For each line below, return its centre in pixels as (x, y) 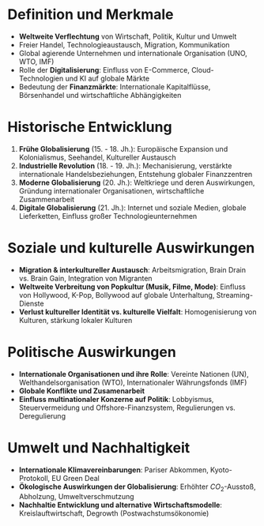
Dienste (31, 303)
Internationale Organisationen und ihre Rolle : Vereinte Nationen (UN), (134, 374)
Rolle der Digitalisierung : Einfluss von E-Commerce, (104, 70)
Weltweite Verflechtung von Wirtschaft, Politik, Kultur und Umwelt (128, 36)
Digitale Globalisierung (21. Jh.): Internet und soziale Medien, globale (132, 208)
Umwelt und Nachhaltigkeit (99, 447)
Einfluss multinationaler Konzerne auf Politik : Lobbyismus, (116, 399)
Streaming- (235, 295)
